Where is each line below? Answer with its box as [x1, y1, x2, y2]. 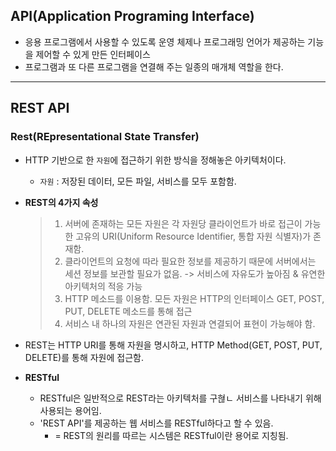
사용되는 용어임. [39, 404, 102, 416]
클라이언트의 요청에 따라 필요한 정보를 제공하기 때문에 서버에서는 [64, 255, 317, 267]
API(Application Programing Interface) [10, 8, 255, 25]
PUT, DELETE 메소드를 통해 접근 [64, 305, 193, 317]
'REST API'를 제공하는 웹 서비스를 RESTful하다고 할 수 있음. [39, 417, 274, 429]
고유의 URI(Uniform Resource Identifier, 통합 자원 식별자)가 [75, 230, 312, 242]
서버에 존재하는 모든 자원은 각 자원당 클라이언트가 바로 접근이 [64, 217, 303, 229]
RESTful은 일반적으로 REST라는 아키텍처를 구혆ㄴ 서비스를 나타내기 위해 [39, 392, 322, 404]
